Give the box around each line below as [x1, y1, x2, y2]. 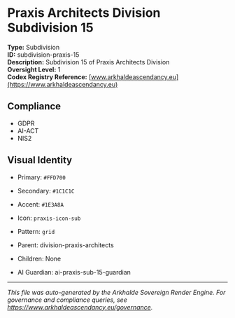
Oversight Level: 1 [7, 65, 61, 74]
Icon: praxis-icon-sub [17, 214, 81, 222]
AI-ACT [17, 126, 39, 134]
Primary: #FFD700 [17, 173, 66, 181]
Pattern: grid [17, 227, 55, 235]
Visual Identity [7, 154, 72, 166]
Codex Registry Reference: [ [7, 72, 92, 81]
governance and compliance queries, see [7, 296, 127, 304]
